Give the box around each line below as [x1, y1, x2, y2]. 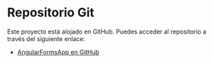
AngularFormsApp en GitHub [17, 48, 100, 56]
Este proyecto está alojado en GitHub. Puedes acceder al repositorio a [7, 27, 207, 36]
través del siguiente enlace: [7, 34, 85, 42]
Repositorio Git [7, 5, 94, 21]
